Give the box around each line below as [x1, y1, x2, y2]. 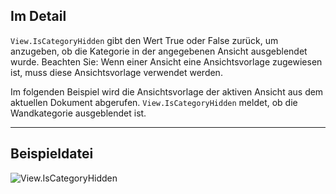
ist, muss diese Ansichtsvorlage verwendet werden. [10, 66, 223, 78]
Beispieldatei [10, 145, 94, 163]
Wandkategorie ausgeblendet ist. [10, 107, 147, 119]
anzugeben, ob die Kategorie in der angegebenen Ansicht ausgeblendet [10, 45, 308, 57]
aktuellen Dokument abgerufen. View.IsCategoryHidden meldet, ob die [10, 96, 298, 108]
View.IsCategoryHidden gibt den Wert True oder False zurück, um [10, 34, 279, 46]
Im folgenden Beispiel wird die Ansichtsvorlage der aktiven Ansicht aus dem [10, 85, 324, 98]
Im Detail [10, 8, 67, 25]
